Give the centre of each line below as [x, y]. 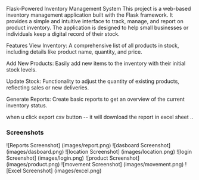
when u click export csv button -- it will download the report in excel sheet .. [100, 117]
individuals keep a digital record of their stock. [63, 34]
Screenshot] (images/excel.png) [62, 171]
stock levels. [21, 70]
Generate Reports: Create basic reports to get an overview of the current [95, 99]
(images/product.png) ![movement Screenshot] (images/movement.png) [95, 165]
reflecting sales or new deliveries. [48, 88]
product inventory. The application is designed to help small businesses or [97, 27]
